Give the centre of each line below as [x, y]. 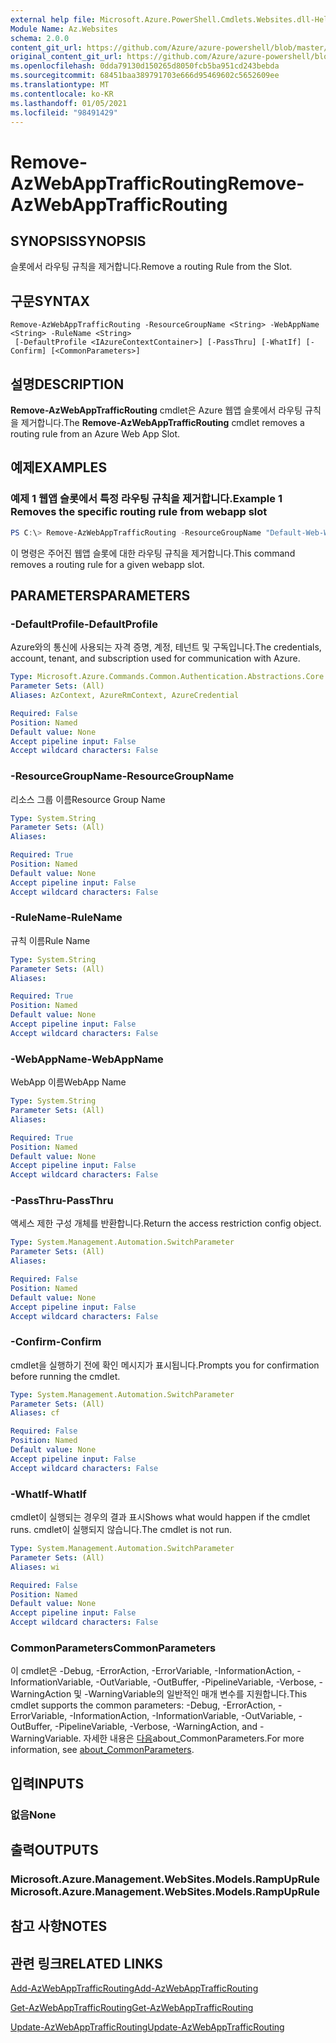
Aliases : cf [35, 1413]
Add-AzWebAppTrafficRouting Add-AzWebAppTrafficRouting [134, 1988]
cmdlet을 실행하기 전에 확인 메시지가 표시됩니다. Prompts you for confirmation [165, 1365]
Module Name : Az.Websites [64, 29]
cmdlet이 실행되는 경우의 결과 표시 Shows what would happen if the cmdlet [160, 1517]
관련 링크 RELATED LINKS [86, 1963]
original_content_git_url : [66, 57]
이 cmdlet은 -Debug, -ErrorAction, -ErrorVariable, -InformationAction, [152, 1671]
